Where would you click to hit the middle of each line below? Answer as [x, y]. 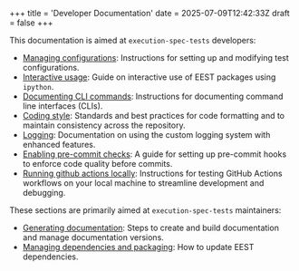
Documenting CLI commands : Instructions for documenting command [153, 96]
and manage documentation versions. [93, 237]
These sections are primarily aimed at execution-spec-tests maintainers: [145, 210]
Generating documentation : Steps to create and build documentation [150, 227]
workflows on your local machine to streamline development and [143, 183]
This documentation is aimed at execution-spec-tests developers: [133, 40]
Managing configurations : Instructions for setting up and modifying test [156, 58]
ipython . [38, 87]
